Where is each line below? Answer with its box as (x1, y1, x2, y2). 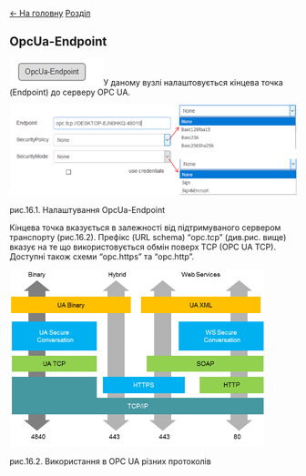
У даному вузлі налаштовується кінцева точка (103, 76, 284, 87)
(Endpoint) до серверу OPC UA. (9, 86, 130, 97)
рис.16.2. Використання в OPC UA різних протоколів (9, 456, 211, 467)
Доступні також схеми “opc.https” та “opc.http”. (9, 251, 195, 262)
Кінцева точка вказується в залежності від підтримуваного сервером (9, 222, 281, 233)
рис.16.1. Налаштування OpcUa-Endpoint (9, 205, 166, 216)
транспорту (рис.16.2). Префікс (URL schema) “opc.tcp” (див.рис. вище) (9, 232, 287, 243)
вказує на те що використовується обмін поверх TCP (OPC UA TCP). (9, 241, 276, 253)
